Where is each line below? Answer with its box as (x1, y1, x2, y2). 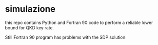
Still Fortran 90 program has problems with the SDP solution (5, 34, 126, 40)
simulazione (5, 3, 56, 15)
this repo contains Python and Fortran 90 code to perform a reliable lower (5, 20, 153, 25)
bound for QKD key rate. (5, 24, 54, 30)
